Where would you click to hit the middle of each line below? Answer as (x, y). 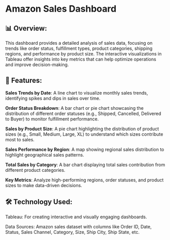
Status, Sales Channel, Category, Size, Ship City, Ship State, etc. (73, 232)
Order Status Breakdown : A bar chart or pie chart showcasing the (74, 108)
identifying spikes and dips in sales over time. (53, 98)
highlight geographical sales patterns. (45, 155)
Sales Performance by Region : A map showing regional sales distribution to (85, 149)
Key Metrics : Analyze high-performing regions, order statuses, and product (84, 180)
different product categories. (35, 170)
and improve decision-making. (37, 65)
